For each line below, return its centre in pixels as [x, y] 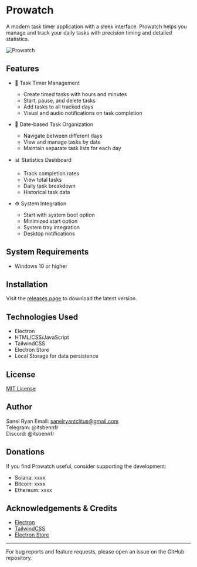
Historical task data [47, 192]
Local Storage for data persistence [56, 356]
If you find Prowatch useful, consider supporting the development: [86, 466]
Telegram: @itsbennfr [32, 427]
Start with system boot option [59, 215]
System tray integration [52, 227]
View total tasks [43, 179]
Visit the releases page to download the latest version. [72, 298]
